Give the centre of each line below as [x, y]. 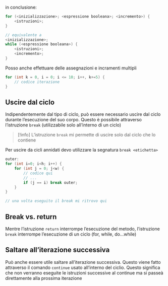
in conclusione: [21, 7]
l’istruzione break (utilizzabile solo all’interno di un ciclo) [63, 125]
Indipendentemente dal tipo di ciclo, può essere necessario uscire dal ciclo [83, 114]
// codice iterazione [37, 82]
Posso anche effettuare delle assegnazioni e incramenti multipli [71, 68]
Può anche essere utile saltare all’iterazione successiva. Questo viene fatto [83, 262]
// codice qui [38, 173]
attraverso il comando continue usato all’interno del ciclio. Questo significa [83, 267]
